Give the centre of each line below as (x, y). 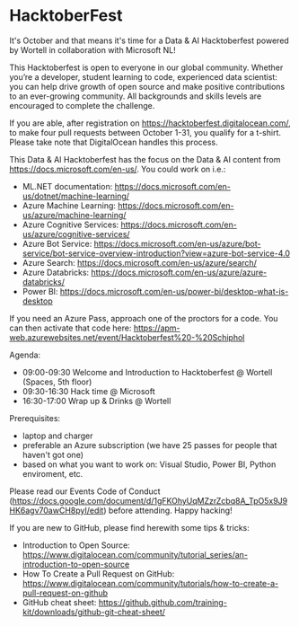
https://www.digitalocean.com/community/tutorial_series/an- (135, 554)
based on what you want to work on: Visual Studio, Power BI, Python (149, 464)
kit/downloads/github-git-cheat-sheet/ (94, 612)
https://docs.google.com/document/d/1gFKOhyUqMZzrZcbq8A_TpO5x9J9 (150, 500)
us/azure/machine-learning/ (74, 215)
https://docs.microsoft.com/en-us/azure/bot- (177, 243)
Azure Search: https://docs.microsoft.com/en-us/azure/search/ (140, 262)
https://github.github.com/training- (163, 602)
